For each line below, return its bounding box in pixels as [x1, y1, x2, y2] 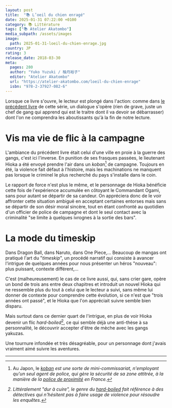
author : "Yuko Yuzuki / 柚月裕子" [10, 70, 80, 75]
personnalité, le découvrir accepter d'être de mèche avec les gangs [5, 324, 148, 331]
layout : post [5, 7, 33, 13]
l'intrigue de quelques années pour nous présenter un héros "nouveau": [5, 260, 157, 267]
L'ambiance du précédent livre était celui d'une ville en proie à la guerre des [5, 149, 165, 156]
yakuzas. [5, 330, 25, 336]
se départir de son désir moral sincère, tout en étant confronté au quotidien [5, 204, 164, 210]
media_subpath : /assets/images [5, 31, 72, 36]
